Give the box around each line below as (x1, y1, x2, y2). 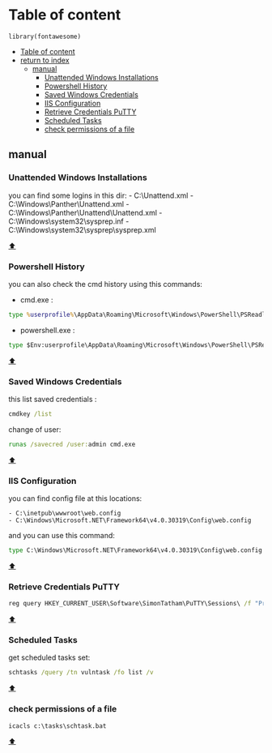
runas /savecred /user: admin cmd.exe (8, 440, 136, 448)
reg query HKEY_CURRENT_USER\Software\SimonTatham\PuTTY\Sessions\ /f (8, 600, 252, 608)
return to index (19, 55, 70, 65)
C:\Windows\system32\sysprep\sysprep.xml (8, 225, 156, 234)
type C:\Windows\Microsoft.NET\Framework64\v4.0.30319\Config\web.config (8, 546, 263, 554)
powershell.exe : (19, 325, 75, 335)
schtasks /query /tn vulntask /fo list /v (8, 669, 154, 677)
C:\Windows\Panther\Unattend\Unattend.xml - (8, 208, 163, 217)
